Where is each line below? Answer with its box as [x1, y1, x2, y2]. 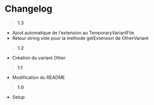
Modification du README [12, 74, 65, 80]
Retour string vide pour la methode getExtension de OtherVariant [12, 35, 149, 41]
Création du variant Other [12, 54, 66, 61]
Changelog [5, 3, 53, 15]
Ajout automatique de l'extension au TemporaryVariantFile [12, 29, 135, 36]
